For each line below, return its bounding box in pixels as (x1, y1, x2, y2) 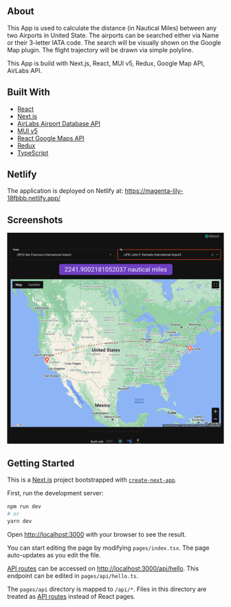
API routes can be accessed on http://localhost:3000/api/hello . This (7, 564, 199, 573)
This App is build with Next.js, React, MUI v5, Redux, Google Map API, (7, 59, 205, 68)
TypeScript (16, 148, 49, 157)
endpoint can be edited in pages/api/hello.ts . (7, 571, 139, 579)
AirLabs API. (7, 66, 43, 74)
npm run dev (7, 503, 41, 511)
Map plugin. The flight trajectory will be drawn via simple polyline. (7, 45, 194, 54)
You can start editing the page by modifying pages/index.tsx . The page (7, 544, 210, 552)
